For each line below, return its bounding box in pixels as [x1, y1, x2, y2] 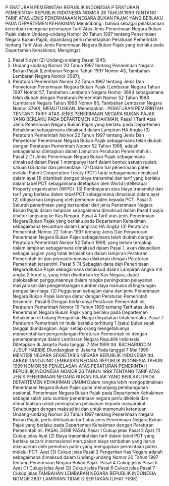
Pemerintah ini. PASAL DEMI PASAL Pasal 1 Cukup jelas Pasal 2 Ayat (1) [12, 427, 160, 433]
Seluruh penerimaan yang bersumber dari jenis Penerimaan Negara [12, 202, 153, 208]
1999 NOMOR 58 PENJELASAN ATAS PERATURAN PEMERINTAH [12, 363, 147, 369]
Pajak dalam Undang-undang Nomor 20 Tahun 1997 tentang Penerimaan [5, 31, 156, 37]
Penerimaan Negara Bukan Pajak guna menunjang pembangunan [12, 384, 148, 391]
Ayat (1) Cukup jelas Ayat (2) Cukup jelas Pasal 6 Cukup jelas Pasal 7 [12, 465, 155, 471]
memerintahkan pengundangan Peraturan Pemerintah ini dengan [12, 331, 148, 336]
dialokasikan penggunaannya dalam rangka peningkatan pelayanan [12, 277, 153, 283]
